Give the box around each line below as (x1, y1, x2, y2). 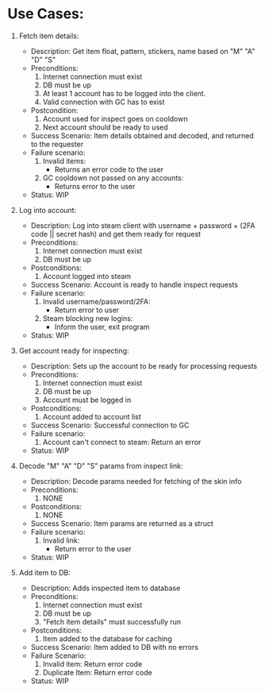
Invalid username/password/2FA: (42, 296, 151, 306)
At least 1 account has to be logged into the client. (42, 88, 206, 98)
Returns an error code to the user (54, 164, 164, 174)
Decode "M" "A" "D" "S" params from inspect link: (18, 461, 183, 470)
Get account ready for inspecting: (18, 346, 129, 355)
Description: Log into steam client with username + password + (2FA (30, 220, 255, 230)
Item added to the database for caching (42, 633, 172, 644)
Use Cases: (7, 5, 84, 23)
